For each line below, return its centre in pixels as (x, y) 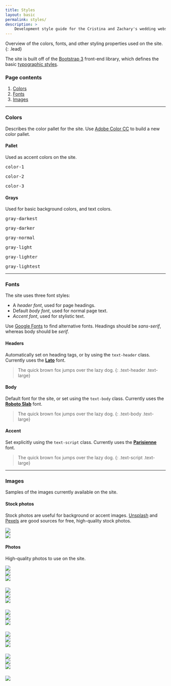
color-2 (15, 176)
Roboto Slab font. (24, 404)
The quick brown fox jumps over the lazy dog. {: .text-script (80, 458)
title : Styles (20, 10)
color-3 (15, 186)
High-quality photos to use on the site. (46, 558)
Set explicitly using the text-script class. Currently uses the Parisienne (81, 442)
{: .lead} (14, 49)
